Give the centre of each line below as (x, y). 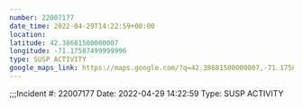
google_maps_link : (44, 68)
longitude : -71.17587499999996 (68, 51)
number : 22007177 (42, 18)
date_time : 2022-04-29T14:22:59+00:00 (82, 26)
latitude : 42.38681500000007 (64, 43)
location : (28, 34)
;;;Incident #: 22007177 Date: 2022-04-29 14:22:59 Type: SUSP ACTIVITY (147, 93)
